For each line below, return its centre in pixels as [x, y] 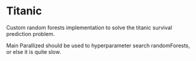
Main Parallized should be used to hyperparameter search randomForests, [98, 45]
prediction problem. [31, 33]
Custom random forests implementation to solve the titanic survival [89, 28]
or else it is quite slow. [34, 51]
